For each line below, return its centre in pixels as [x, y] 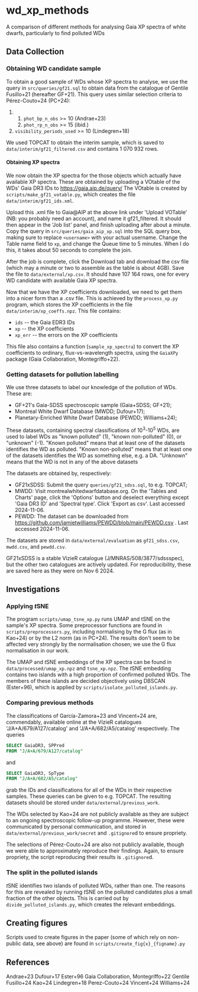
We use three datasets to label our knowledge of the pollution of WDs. [92, 387]
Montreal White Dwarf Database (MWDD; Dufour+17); [80, 411]
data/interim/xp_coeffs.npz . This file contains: [64, 311]
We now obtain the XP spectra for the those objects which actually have [94, 175]
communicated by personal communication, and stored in [76, 827]
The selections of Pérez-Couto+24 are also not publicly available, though [95, 845]
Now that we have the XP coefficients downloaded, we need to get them [94, 292]
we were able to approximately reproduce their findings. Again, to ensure [95, 851]
